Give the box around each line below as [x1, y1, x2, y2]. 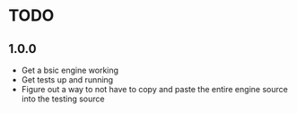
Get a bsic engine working [21, 65, 118, 75]
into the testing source [21, 93, 105, 104]
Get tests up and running [21, 74, 114, 85]
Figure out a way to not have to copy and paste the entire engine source [21, 84, 288, 94]
